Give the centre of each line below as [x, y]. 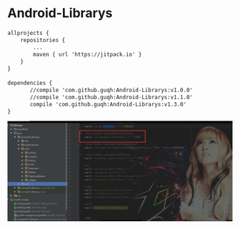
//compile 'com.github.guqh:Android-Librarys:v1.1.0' [111, 97]
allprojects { [29, 33]
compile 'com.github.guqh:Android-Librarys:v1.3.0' [108, 104]
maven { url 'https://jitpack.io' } [87, 54]
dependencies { [30, 83]
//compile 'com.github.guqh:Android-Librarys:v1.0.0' [111, 90]
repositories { [43, 40]
